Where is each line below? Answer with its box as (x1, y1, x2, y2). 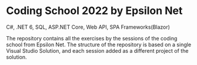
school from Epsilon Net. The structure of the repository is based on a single (6, 41, 192, 48)
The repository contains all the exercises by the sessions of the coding (6, 35, 178, 42)
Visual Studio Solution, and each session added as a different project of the (6, 47, 189, 54)
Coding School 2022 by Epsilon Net (6, 4, 183, 18)
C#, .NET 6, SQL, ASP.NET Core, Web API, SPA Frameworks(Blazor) (6, 23, 171, 30)
